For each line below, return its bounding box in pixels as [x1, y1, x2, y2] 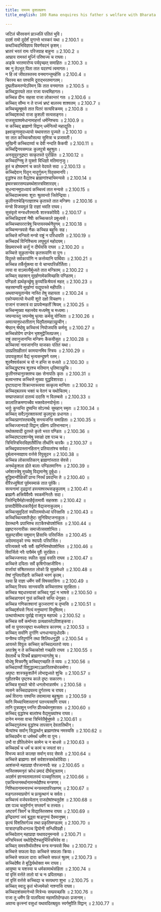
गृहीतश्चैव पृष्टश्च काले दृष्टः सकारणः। [5, 676, 65, 682]
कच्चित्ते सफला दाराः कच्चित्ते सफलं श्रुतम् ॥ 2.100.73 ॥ [5, 854, 97, 860]
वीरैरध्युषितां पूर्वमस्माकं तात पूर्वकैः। [5, 480, 60, 486]
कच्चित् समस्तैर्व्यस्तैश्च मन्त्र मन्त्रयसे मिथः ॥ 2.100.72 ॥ [5, 842, 97, 849]
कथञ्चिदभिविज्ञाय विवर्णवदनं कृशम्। [5, 42, 62, 49]
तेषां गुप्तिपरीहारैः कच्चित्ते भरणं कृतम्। [5, 572, 65, 578]
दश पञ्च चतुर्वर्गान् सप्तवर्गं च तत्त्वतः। [5, 802, 64, 809]
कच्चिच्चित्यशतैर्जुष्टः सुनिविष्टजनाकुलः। [5, 514, 68, 520]
